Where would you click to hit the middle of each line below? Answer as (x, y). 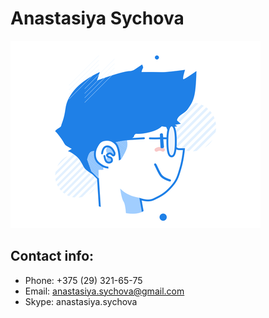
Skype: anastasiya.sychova (81, 301)
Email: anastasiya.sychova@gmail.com (104, 291)
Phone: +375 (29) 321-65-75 (83, 280)
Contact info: (52, 256)
